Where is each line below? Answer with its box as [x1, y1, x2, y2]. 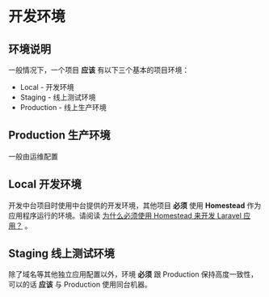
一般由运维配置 [8, 151, 58, 161]
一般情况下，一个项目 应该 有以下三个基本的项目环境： [8, 66, 190, 74]
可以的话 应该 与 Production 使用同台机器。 [8, 280, 152, 290]
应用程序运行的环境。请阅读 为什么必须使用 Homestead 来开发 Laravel [8, 210, 242, 220]
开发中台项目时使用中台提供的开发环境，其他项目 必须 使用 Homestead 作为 [8, 200, 262, 210]
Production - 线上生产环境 [19, 103, 107, 112]
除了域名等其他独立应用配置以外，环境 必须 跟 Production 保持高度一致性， [8, 269, 258, 279]
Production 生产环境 [8, 129, 111, 142]
